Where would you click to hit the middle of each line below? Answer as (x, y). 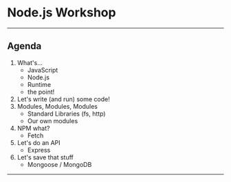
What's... (30, 62)
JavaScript (43, 70)
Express (39, 150)
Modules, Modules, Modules (57, 106)
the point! (41, 92)
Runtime (39, 84)
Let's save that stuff (45, 157)
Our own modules (53, 120)
